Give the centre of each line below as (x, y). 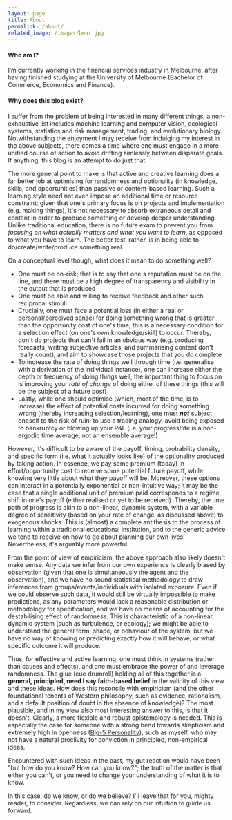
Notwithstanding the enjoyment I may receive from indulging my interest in (114, 138)
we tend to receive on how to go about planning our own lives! (96, 537)
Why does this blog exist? (46, 101)
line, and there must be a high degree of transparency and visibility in (116, 281)
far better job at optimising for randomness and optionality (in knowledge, (113, 181)
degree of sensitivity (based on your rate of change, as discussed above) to (116, 515)
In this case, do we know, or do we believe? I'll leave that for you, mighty (111, 796)
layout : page (27, 13)
